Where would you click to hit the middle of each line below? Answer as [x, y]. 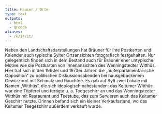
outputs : [14, 18]
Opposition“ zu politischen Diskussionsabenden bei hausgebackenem [74, 76]
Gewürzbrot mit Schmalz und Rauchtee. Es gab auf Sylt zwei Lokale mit [76, 80]
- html [16, 23]
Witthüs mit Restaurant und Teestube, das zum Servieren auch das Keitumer [81, 96]
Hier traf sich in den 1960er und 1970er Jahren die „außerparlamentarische [80, 70]
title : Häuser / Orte [27, 9]
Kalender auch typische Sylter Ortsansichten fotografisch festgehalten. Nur [80, 55]
